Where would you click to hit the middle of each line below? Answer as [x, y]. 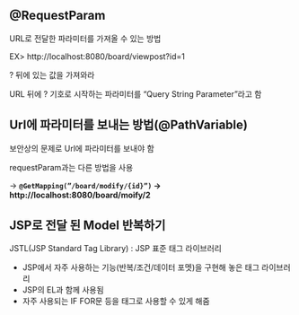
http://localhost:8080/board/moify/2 [80, 195]
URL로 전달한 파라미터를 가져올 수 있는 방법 [85, 38]
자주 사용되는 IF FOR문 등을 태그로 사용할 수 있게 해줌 [116, 302]
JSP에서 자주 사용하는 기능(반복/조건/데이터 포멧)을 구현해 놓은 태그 [141, 267]
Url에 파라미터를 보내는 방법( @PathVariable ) [129, 125]
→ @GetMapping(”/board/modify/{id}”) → [85, 185]
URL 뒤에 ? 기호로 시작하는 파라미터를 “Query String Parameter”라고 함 [136, 93]
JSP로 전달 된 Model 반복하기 [88, 226]
